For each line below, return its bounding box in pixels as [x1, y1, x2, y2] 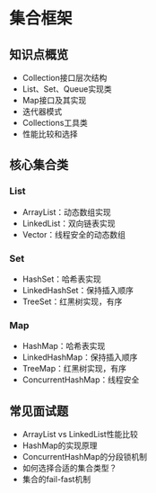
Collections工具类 [22, 118, 88, 128]
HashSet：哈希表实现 [22, 273, 101, 284]
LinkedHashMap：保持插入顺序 [22, 352, 138, 363]
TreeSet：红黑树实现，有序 [22, 296, 123, 307]
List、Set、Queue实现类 [22, 84, 112, 94]
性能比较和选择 [22, 129, 78, 139]
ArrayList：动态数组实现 [22, 206, 112, 217]
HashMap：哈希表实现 [22, 341, 106, 352]
